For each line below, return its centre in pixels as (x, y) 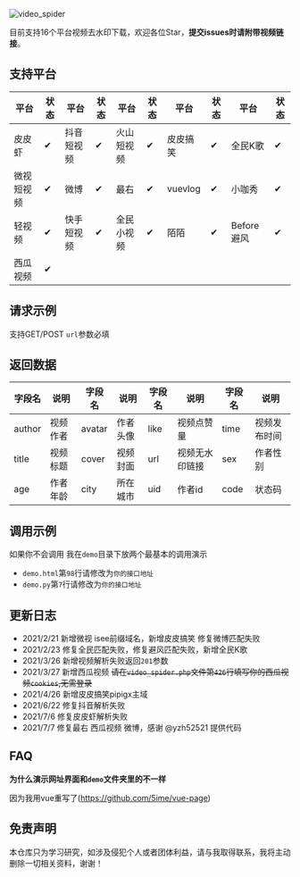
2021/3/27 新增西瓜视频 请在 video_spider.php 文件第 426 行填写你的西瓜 (151, 672)
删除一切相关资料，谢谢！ (56, 863)
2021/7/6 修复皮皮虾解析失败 (75, 717)
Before (245, 225)
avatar (94, 429)
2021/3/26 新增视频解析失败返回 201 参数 (95, 661)
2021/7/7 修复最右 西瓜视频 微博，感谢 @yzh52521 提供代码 (132, 728)
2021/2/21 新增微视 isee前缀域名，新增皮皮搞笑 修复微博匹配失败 (141, 639)
